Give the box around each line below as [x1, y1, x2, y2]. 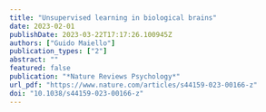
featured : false [9, 64, 71, 73]
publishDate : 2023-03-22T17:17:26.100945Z [9, 30, 172, 39]
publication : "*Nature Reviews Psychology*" [9, 72, 181, 81]
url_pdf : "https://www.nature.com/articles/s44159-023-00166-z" [9, 80, 258, 89]
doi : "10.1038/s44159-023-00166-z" [9, 89, 144, 98]
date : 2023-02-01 [9, 22, 75, 31]
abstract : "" [9, 55, 59, 64]
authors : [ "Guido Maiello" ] [9, 38, 116, 48]
